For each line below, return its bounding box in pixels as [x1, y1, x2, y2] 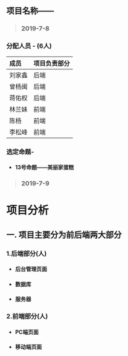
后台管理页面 [14, 265, 47, 273]
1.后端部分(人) [6, 249, 47, 258]
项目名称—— [6, 5, 54, 16]
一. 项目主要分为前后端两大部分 [6, 230, 122, 240]
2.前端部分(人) [6, 312, 48, 321]
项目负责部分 [33, 59, 71, 67]
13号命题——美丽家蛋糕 [14, 163, 74, 171]
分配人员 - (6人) [6, 42, 53, 50]
